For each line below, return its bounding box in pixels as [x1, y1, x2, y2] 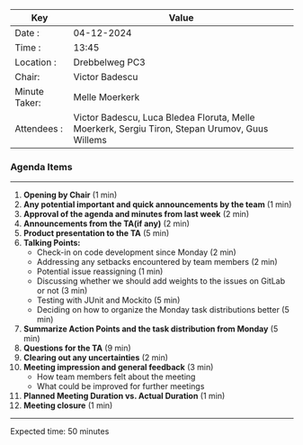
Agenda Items [10, 160, 73, 173]
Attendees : [14, 123, 64, 134]
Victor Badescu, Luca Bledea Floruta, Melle [73, 112, 255, 123]
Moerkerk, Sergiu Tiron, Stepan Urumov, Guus [73, 123, 269, 134]
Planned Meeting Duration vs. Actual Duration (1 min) [22, 391, 226, 402]
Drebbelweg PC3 [73, 56, 147, 68]
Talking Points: [22, 238, 81, 249]
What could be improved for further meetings [36, 381, 205, 392]
